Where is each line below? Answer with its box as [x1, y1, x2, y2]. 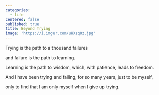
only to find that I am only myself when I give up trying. [5, 84, 120, 90]
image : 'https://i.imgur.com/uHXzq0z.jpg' [5, 31, 96, 36]
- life [10, 12, 24, 17]
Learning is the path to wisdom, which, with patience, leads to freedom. [5, 64, 154, 70]
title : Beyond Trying [5, 26, 51, 31]
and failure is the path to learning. [5, 55, 76, 61]
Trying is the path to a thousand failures [5, 45, 88, 51]
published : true [5, 21, 39, 27]
